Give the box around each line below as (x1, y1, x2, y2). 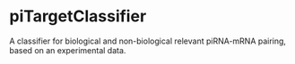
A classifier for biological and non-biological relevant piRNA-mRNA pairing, (9, 36, 287, 46)
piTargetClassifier (9, 6, 147, 27)
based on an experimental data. (9, 44, 126, 55)
